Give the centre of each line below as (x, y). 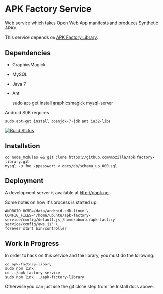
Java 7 (19, 84)
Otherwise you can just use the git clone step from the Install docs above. (80, 287)
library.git (17, 162)
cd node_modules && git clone (36, 157)
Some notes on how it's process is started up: (52, 202)
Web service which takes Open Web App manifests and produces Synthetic (81, 23)
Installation (23, 146)
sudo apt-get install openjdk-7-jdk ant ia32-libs (58, 121)
